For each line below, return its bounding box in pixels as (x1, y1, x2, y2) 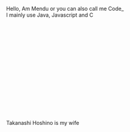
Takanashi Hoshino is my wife (6, 119, 79, 126)
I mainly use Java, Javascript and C (6, 11, 94, 19)
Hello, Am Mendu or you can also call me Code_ (6, 5, 124, 12)
